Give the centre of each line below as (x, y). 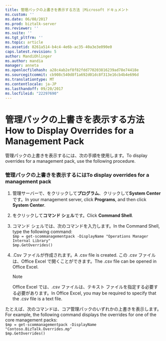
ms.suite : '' (19, 33)
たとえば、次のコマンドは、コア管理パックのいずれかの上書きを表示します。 (83, 309)
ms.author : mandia (24, 61)
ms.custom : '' (20, 14)
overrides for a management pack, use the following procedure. (70, 161)
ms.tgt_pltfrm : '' (24, 38)
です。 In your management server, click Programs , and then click (79, 199)
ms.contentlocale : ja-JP (31, 84)
